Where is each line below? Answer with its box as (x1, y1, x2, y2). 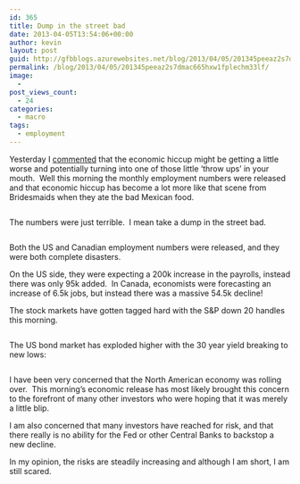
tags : (9, 121, 29, 130)
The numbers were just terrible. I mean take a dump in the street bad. (9, 216, 266, 228)
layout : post (9, 46, 58, 55)
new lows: (9, 349, 46, 360)
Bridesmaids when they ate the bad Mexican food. (9, 191, 195, 202)
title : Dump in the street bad (9, 21, 126, 30)
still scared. (9, 465, 52, 476)
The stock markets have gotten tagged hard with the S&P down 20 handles (9, 305, 286, 315)
